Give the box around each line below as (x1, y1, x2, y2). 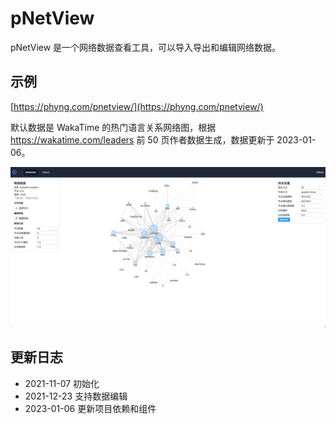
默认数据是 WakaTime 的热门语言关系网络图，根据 (10, 121, 217, 133)
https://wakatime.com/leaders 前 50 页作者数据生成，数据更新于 (10, 133, 275, 146)
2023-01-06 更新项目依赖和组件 (24, 402, 157, 414)
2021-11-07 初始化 (24, 377, 100, 389)
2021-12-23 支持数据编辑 (24, 390, 128, 402)
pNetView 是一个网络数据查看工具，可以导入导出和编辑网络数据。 (10, 41, 282, 53)
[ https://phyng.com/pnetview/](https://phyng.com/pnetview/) (10, 100, 264, 112)
